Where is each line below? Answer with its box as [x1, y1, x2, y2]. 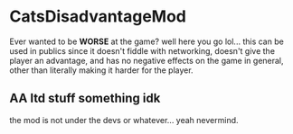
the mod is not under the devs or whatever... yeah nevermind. [9, 114, 239, 125]
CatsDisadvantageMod [9, 6, 187, 27]
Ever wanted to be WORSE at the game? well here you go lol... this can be [9, 36, 285, 47]
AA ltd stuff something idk [9, 91, 161, 106]
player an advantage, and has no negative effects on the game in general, [9, 55, 284, 66]
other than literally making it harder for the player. [9, 65, 194, 76]
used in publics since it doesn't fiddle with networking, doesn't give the [9, 45, 276, 56]
